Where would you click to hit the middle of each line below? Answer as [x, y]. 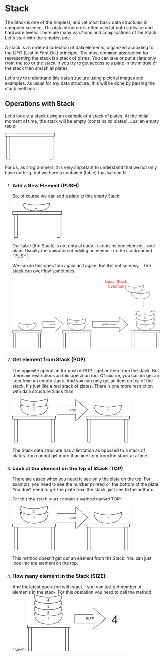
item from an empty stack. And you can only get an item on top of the [82, 381]
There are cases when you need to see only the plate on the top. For [81, 479]
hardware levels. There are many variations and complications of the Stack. [82, 32]
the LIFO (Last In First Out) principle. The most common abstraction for [77, 53]
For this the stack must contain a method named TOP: [67, 499]
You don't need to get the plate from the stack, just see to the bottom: [83, 489]
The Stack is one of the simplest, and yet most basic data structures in [76, 22]
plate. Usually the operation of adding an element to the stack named [82, 251]
